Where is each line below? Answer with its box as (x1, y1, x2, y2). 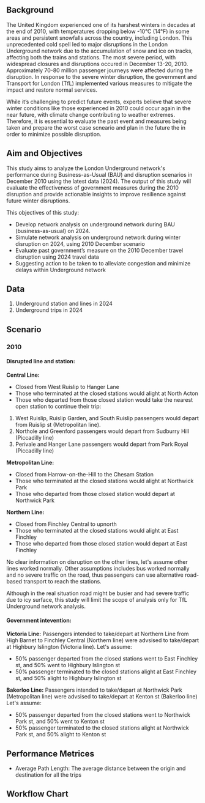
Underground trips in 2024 (15, 306, 83, 314)
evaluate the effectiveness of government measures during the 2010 (6, 183, 179, 191)
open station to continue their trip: (15, 402, 102, 410)
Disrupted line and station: (6, 358, 75, 365)
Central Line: (6, 371, 40, 379)
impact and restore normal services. (6, 86, 98, 94)
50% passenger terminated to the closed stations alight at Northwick (15, 724, 190, 731)
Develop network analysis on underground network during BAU (15, 220, 176, 228)
